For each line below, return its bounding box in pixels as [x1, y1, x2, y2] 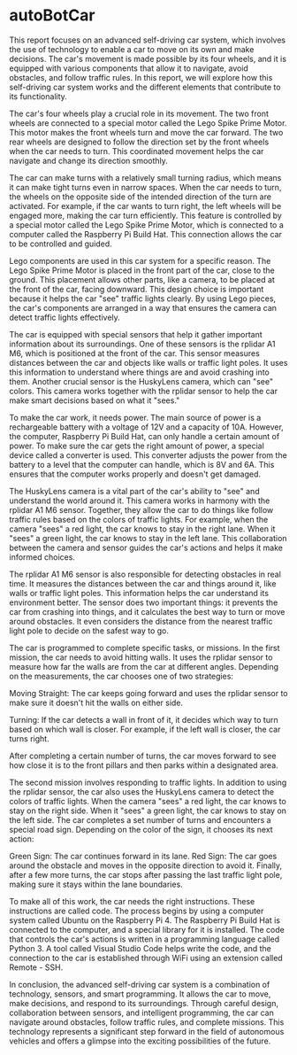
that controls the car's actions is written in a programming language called [9, 934, 280, 944]
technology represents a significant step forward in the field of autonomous [9, 1026, 285, 1036]
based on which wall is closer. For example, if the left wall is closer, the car [9, 724, 281, 734]
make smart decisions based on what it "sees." [9, 395, 180, 406]
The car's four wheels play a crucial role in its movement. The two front [9, 108, 270, 119]
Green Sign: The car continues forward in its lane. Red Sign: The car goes [9, 850, 278, 861]
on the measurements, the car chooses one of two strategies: [9, 671, 234, 681]
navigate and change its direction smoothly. [9, 155, 168, 166]
